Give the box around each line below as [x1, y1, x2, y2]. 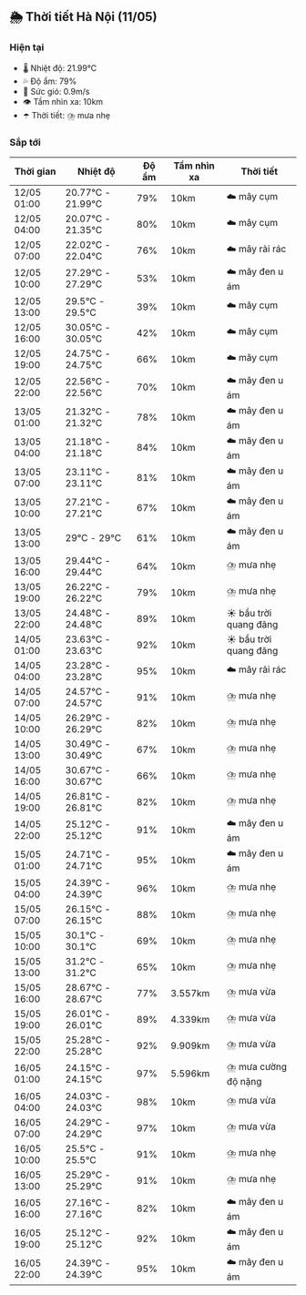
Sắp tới [9, 136, 41, 148]
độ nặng [226, 1075, 262, 1087]
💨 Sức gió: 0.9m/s [22, 86, 90, 97]
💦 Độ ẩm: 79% [22, 76, 77, 87]
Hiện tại [9, 41, 45, 54]
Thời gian [14, 165, 56, 178]
